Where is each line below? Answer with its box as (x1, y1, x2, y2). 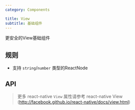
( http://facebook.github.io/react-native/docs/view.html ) (17, 99, 131, 105)
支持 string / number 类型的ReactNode (12, 65, 88, 71)
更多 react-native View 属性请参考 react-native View (17, 94, 123, 99)
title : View (5, 16, 30, 21)
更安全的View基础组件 (5, 35, 51, 41)
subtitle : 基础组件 (5, 21, 43, 26)
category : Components (5, 7, 50, 12)
